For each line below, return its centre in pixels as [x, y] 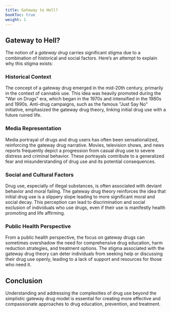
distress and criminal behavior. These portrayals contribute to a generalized [85, 156]
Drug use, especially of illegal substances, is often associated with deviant [83, 186]
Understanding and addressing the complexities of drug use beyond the [81, 293]
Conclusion [24, 280]
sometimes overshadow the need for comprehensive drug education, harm [84, 243]
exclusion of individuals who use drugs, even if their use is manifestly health [86, 207]
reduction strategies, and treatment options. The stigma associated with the [85, 248]
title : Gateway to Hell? [32, 10]
